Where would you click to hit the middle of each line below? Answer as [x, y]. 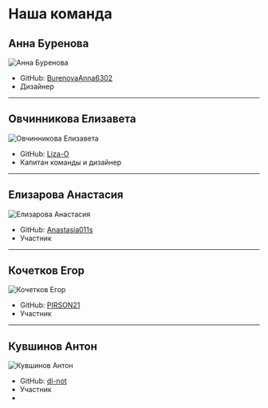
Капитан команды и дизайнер [71, 162]
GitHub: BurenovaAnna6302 [66, 78]
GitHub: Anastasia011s [56, 229]
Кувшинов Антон [53, 346]
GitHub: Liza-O [44, 153]
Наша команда [61, 14]
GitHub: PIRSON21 [50, 305]
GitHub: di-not [43, 381]
